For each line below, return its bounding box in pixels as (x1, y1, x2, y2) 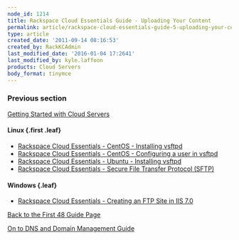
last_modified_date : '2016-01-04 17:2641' (7, 51, 135, 58)
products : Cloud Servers (7, 63, 81, 71)
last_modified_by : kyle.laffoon (7, 57, 103, 64)
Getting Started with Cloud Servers (7, 110, 110, 118)
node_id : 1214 (7, 10, 50, 18)
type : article (7, 30, 50, 38)
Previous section (7, 93, 67, 103)
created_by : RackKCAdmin (7, 43, 81, 51)
